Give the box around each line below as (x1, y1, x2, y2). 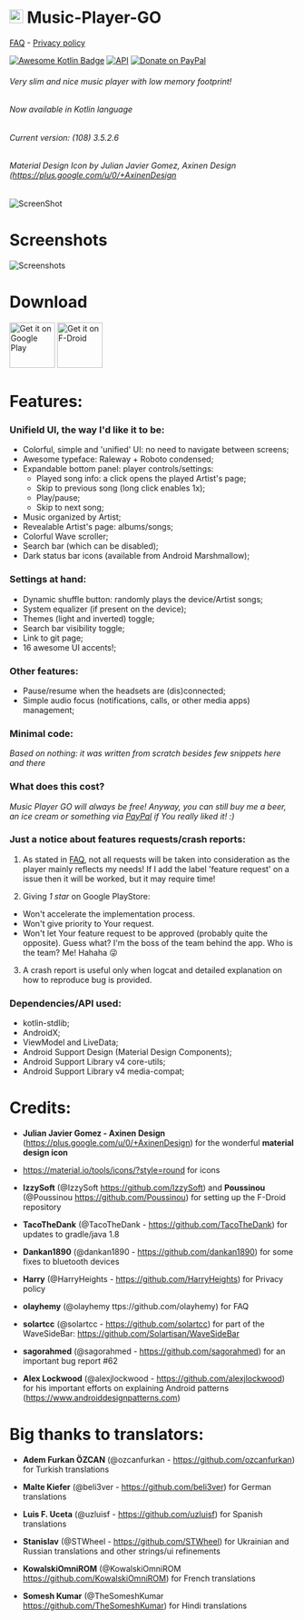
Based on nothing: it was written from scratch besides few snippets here (9, 748, 281, 759)
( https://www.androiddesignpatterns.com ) (22, 1393, 181, 1404)
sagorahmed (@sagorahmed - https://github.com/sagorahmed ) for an (22, 1346, 286, 1357)
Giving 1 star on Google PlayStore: (22, 890, 151, 901)
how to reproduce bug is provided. (22, 974, 152, 985)
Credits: (9, 1098, 72, 1118)
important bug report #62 (22, 1356, 118, 1367)
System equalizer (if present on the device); (22, 603, 187, 614)
